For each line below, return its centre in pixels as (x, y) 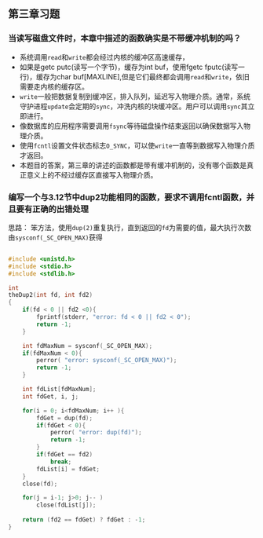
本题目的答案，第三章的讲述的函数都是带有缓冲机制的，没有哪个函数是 (133, 165)
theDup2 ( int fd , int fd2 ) (50, 295)
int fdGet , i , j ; (51, 396)
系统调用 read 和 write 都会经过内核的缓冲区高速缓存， (104, 57)
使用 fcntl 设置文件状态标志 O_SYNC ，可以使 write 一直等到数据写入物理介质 (137, 145)
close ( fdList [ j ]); (66, 505)
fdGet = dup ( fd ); (64, 418)
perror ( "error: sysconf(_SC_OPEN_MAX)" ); (107, 360)
